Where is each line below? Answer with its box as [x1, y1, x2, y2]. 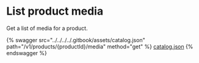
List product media [6, 4, 104, 18]
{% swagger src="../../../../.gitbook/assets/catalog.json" [6, 36, 145, 43]
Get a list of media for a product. [6, 24, 88, 32]
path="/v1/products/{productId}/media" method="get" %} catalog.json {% [6, 43, 194, 50]
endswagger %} [6, 49, 47, 56]
